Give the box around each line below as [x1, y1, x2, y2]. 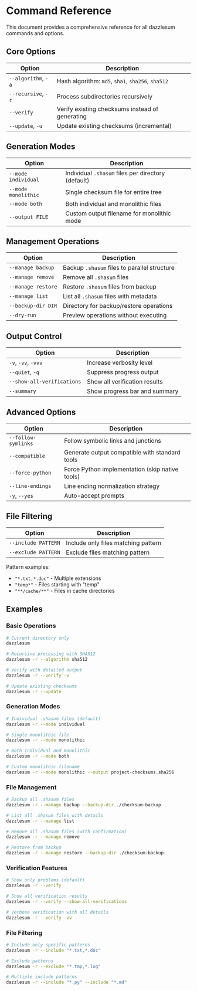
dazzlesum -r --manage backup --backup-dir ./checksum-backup [6, 802, 161, 807]
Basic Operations [6, 622, 56, 630]
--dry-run [9, 312, 36, 319]
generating [56, 112, 87, 120]
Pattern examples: [6, 563, 50, 570]
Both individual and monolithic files [65, 199, 162, 208]
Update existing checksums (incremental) [56, 121, 172, 130]
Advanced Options [6, 407, 76, 417]
